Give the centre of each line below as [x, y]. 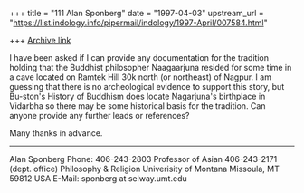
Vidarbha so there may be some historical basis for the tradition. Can [138, 106]
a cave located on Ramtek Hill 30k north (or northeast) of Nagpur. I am [140, 77]
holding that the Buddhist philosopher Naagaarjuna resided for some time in [151, 68]
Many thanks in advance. [56, 133]
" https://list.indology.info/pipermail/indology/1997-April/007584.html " [139, 23]
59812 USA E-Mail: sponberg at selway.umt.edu [98, 179]
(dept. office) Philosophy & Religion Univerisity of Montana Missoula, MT [145, 169]
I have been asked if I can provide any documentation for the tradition [139, 58]
